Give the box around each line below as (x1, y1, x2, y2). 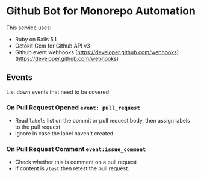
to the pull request (14, 123, 61, 130)
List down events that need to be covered (6, 88, 110, 96)
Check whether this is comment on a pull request (14, 158, 137, 166)
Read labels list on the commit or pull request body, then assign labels (14, 117, 191, 124)
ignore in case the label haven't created (14, 130, 113, 137)
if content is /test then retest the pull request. (14, 165, 129, 172)
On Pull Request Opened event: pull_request (6, 103, 140, 112)
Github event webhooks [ (14, 48, 78, 55)
